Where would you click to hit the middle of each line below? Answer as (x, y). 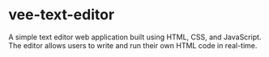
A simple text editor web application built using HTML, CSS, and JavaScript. (135, 37)
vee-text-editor (62, 15)
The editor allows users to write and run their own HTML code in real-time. (133, 45)
